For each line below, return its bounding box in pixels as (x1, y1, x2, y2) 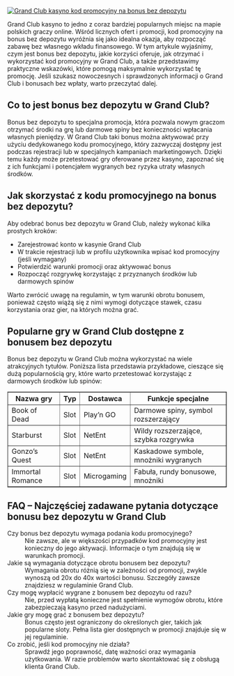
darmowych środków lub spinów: (7, 377, 102, 386)
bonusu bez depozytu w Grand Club (7, 510, 166, 522)
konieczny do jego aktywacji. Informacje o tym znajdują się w (24, 544, 201, 553)
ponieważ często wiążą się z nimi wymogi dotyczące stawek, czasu (7, 298, 202, 306)
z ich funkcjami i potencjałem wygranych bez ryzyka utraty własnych (7, 162, 205, 171)
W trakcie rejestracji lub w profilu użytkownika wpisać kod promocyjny (17, 247, 220, 256)
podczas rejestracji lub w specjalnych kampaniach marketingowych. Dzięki (7, 147, 223, 156)
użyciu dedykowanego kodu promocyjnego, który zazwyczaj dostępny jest (7, 140, 222, 148)
